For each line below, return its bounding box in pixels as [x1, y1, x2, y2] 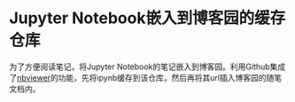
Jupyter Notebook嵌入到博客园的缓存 [9, 8, 286, 28]
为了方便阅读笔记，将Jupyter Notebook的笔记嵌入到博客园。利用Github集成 [9, 61, 286, 72]
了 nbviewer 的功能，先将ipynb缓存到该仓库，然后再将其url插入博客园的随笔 [9, 72, 282, 82]
